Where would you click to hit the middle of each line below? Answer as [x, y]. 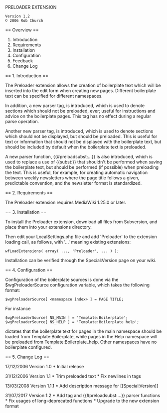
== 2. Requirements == [29, 193]
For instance [18, 309]
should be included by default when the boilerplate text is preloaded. [76, 147]
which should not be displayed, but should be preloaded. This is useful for [81, 136]
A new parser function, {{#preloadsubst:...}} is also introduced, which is [79, 157]
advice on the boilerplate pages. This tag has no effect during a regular [78, 116]
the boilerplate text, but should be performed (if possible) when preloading [82, 167]
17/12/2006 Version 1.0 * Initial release [45, 366]
